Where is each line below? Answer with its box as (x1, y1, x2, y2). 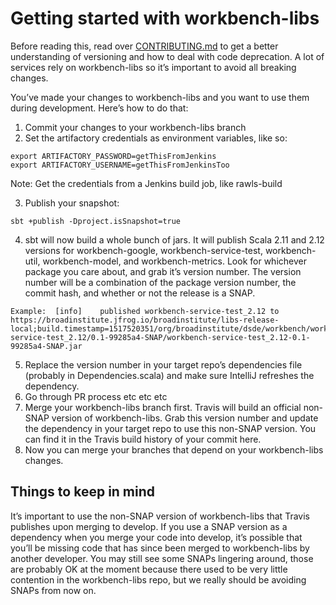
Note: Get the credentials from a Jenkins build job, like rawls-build (10, 177, 283, 189)
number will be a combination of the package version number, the (24, 276, 297, 288)
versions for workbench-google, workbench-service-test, (24, 244, 263, 256)
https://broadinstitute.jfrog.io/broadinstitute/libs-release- (10, 315, 280, 325)
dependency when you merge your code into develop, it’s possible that (10, 531, 303, 543)
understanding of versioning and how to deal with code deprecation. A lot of (10, 50, 325, 62)
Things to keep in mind (10, 483, 156, 501)
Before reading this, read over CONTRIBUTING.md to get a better (10, 40, 279, 52)
